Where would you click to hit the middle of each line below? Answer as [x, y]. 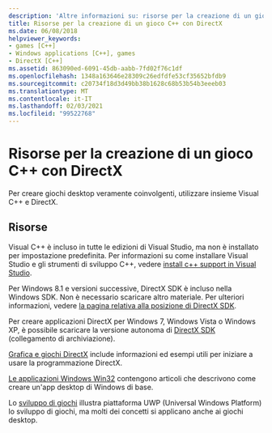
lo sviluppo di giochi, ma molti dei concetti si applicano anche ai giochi [126, 411]
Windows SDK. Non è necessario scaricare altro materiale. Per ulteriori [126, 297]
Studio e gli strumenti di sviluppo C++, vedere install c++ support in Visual [132, 264]
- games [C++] [32, 46]
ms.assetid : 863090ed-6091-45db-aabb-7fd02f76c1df [96, 69]
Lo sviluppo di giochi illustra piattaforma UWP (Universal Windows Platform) [135, 402]
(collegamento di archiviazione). [62, 338]
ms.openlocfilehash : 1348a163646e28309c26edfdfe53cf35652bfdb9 [117, 76]
